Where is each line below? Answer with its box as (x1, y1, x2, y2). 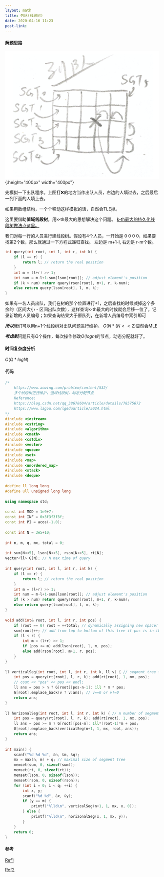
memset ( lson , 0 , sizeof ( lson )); (14, 773, 80, 778)
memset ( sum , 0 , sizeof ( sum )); (14, 762, 76, 767)
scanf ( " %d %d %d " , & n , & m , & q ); (14, 752, 80, 757)
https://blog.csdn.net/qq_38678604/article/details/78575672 (14, 401, 141, 406)
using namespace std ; (5, 499, 49, 504)
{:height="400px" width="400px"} (5, 179, 74, 186)
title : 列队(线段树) (5, 13, 43, 18)
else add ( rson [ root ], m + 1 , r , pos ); (22, 649, 97, 654)
